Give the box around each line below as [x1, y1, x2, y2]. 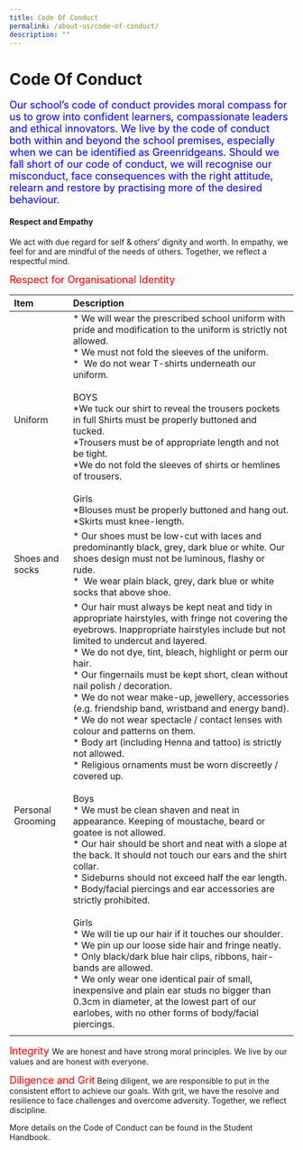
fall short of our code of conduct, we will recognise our [9, 158, 272, 171]
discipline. [9, 1104, 48, 1115]
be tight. [72, 447, 108, 460]
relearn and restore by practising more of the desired [9, 181, 263, 195]
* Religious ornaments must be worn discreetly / [72, 759, 279, 771]
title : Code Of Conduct [9, 13, 99, 23]
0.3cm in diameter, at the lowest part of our [72, 995, 257, 1007]
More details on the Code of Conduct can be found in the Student [9, 1122, 253, 1133]
